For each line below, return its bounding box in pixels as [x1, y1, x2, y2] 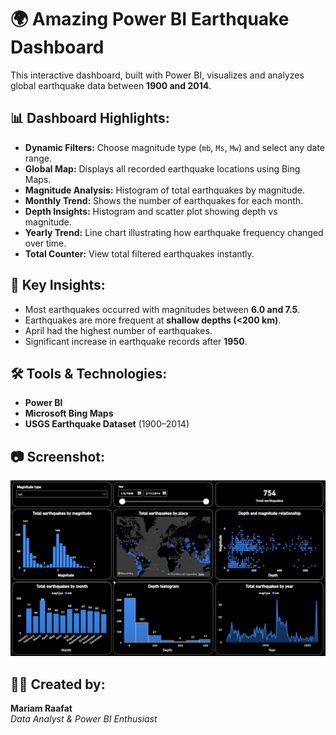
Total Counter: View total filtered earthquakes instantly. [24, 247, 255, 260]
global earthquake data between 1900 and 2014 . [10, 79, 212, 91]
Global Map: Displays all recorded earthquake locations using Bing [24, 162, 301, 175]
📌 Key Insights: [10, 277, 106, 294]
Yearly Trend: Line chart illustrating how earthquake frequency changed [24, 226, 324, 238]
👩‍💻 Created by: [10, 676, 106, 693]
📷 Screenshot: [10, 448, 106, 465]
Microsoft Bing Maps [24, 407, 114, 420]
